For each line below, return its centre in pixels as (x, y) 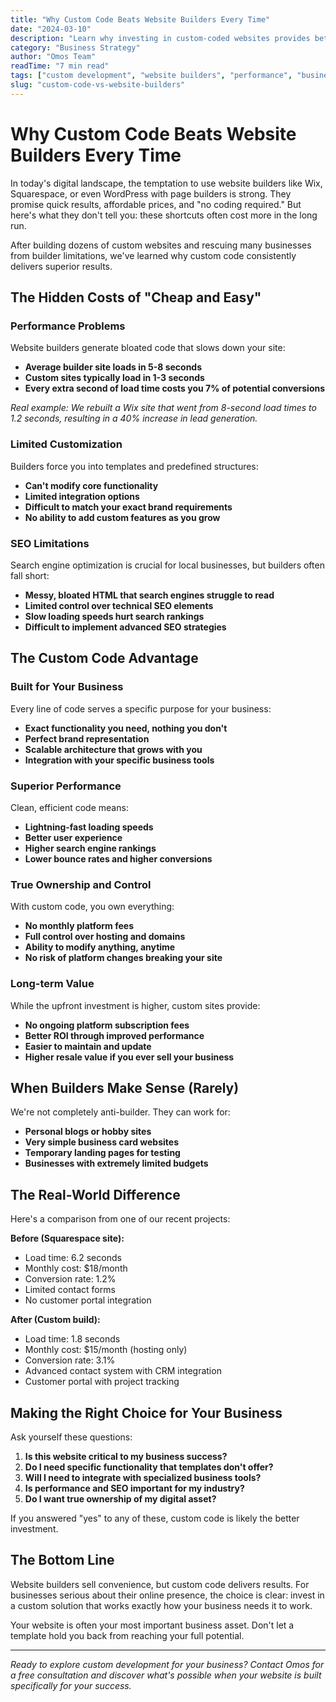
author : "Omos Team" (53, 57)
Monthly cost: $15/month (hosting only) (106, 1350)
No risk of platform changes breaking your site (123, 958)
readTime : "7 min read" (60, 66)
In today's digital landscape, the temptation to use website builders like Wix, (166, 183)
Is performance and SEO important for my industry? (134, 1488)
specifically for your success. (71, 1685)
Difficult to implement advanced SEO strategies (125, 627)
